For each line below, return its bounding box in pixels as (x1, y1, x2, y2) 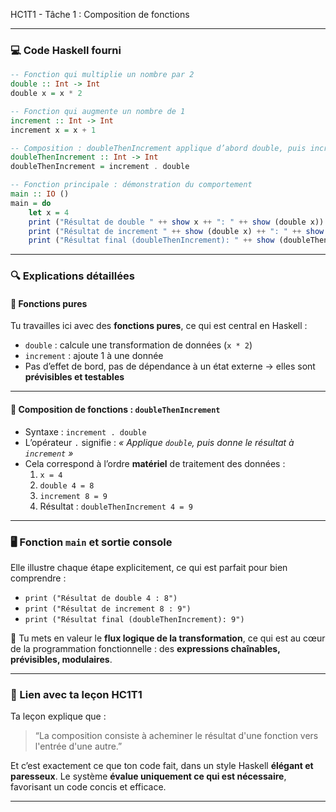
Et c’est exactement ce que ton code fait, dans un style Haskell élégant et (10, 760, 314, 772)
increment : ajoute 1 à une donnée (24, 350, 164, 362)
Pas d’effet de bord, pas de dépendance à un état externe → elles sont (24, 360, 316, 373)
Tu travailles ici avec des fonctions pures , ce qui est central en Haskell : (10, 320, 308, 332)
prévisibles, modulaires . (10, 653, 113, 665)
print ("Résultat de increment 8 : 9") (24, 604, 192, 614)
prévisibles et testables (24, 371, 125, 383)
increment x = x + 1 (10, 125, 97, 135)
